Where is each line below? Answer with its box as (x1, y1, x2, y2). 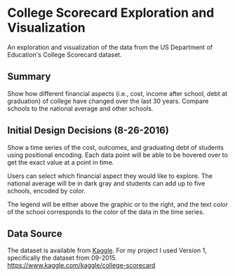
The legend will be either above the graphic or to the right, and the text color (7, 200, 228, 208)
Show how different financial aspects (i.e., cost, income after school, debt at (7, 89, 228, 97)
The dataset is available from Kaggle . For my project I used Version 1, (7, 247, 207, 255)
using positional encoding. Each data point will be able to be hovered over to (7, 151, 228, 159)
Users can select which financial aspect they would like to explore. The (7, 172, 213, 180)
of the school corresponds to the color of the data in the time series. (7, 207, 205, 216)
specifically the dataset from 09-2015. (7, 254, 118, 262)
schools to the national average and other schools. (7, 104, 154, 113)
